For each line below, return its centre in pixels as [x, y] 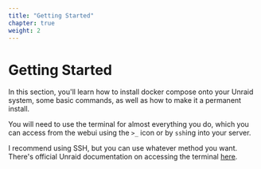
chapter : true [32, 23]
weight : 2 [25, 30]
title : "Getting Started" [51, 16]
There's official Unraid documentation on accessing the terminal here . [123, 157]
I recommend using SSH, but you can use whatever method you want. [123, 148]
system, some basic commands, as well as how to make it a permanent [125, 100]
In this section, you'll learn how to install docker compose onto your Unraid [131, 92]
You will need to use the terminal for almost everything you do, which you [129, 124]
